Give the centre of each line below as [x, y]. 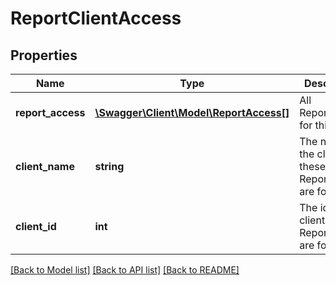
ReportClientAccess [96, 18]
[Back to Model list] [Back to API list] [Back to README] [125, 270]
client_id [36, 226]
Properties [44, 55]
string [109, 166]
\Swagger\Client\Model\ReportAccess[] [192, 112]
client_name [45, 166]
